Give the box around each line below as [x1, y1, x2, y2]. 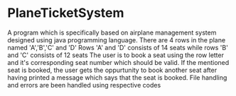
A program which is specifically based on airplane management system [7, 28, 217, 37]
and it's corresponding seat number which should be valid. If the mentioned [7, 58, 230, 66]
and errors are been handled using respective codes [7, 80, 161, 89]
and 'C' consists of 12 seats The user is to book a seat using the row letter [7, 51, 224, 59]
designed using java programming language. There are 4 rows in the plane [7, 35, 226, 44]
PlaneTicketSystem [7, 5, 124, 21]
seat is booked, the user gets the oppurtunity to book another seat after [7, 66, 218, 74]
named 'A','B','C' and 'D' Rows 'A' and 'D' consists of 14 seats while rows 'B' [7, 43, 229, 52]
